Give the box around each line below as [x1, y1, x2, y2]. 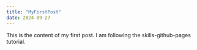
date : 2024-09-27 [6, 15, 51, 21]
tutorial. [6, 38, 26, 45]
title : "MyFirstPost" [6, 9, 62, 15]
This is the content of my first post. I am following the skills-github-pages [6, 31, 191, 38]
